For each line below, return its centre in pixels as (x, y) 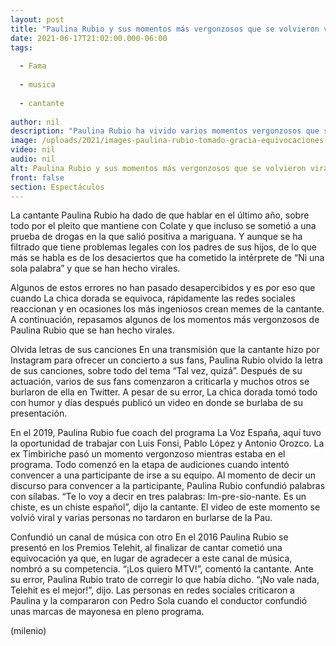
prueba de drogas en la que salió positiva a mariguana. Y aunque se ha (156, 237)
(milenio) (28, 631)
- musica (37, 85)
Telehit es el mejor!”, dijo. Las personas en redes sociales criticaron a (152, 590)
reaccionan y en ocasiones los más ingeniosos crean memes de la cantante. (167, 309)
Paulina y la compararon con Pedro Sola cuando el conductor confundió (159, 601)
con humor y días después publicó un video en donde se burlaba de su (157, 403)
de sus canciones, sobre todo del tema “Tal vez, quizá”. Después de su (156, 371)
